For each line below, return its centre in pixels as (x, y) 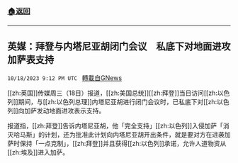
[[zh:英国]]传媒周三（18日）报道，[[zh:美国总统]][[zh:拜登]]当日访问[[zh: (113, 93)
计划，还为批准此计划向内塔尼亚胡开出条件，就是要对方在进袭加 (137, 135)
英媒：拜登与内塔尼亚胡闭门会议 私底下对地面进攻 (119, 46)
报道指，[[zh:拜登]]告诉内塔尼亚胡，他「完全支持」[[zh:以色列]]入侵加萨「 (115, 126)
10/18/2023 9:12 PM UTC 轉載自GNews (65, 78)
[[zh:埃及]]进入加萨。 (38, 152)
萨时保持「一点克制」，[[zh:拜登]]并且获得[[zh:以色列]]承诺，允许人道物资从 (117, 144)
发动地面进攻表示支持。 (71, 111)
